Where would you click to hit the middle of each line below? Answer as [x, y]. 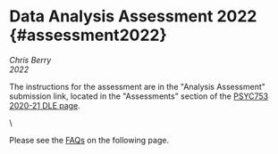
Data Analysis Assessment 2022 [133, 16]
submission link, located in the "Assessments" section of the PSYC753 [139, 96]
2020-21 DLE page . [45, 105]
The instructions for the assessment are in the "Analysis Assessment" [138, 86]
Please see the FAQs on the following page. [89, 140]
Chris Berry [30, 60]
